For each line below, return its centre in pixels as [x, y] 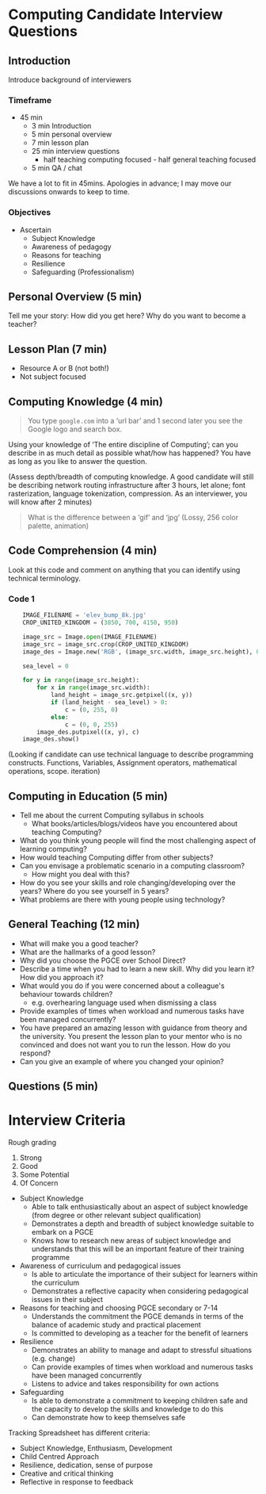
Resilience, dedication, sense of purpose [86, 1465]
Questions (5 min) [53, 1087]
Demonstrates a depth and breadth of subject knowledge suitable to [143, 1224]
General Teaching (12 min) [74, 924]
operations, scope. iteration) [54, 772]
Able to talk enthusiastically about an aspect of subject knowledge [140, 1207]
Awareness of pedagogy [72, 247]
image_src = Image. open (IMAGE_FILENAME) [90, 637]
